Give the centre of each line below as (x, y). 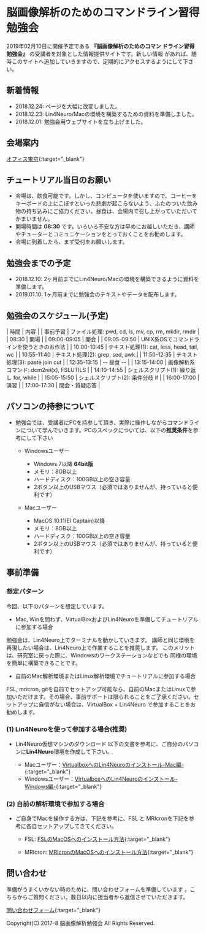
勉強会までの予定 (39, 263)
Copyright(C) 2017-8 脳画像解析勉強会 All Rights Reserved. (81, 923)
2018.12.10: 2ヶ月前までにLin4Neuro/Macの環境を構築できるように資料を (107, 279)
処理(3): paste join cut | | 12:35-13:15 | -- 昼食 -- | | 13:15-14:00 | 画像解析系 (101, 362)
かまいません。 (34, 219)
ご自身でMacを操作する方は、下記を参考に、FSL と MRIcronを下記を (102, 819)
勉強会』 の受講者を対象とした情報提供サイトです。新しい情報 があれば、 (99, 53)
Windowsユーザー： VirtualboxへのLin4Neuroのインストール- (101, 779)
